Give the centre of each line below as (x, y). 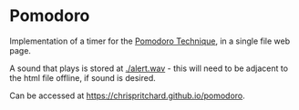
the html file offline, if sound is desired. (83, 77)
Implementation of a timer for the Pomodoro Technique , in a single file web (149, 41)
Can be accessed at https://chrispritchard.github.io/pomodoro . (128, 95)
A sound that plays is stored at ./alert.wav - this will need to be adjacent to (149, 68)
